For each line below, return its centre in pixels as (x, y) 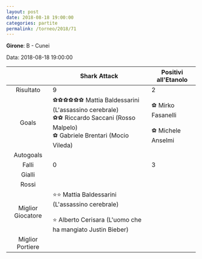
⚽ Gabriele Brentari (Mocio (91, 136)
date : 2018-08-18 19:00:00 (40, 17)
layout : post (23, 12)
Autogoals (28, 155)
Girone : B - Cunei (28, 46)
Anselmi (163, 140)
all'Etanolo (172, 80)
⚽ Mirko (163, 105)
